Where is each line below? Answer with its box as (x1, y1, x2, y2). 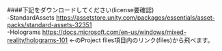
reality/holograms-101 (7, 36, 68, 44)
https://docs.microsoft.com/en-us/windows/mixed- (42, 28, 186, 36)
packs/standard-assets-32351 (7, 21, 92, 29)
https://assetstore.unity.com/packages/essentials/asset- (55, 14, 215, 22)
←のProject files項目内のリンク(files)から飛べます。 (69, 36, 214, 44)
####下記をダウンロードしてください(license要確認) (7, 6, 154, 14)
